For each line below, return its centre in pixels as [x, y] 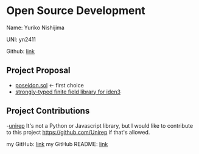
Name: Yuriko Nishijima [36, 28]
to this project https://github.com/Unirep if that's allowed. [78, 132]
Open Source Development [76, 11]
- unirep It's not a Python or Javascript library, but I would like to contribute [100, 125]
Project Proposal [39, 71]
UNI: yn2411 [21, 39]
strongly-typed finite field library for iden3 [68, 92]
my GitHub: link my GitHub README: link [57, 144]
